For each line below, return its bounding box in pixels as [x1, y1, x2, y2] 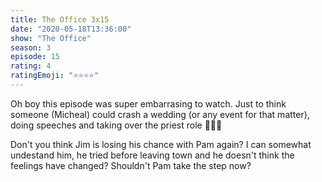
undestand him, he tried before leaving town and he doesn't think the [10, 149, 295, 161]
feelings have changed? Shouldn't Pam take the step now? [10, 159, 252, 171]
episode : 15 [10, 52, 60, 62]
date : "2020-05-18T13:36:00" [10, 24, 132, 34]
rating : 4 [10, 61, 52, 71]
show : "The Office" [10, 33, 92, 43]
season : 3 [10, 42, 52, 53]
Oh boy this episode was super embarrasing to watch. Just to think [10, 97, 287, 110]
